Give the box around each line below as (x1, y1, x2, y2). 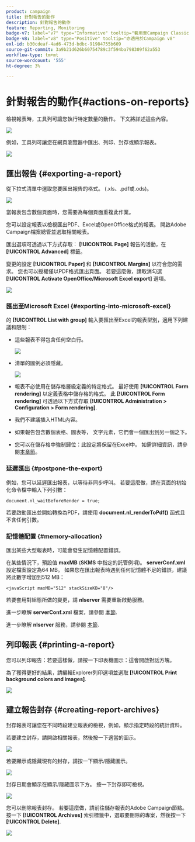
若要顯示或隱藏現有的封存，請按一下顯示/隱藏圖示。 (6, 757, 131, 764)
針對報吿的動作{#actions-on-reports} (6, 95, 190, 108)
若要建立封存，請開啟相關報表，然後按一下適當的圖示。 (6, 734, 139, 741)
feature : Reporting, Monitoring (6, 25, 85, 31)
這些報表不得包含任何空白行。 (14, 336, 86, 343)
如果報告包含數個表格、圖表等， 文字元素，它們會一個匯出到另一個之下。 (14, 429, 190, 436)
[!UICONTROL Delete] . (6, 818, 61, 825)
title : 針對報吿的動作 (6, 14, 55, 20)
